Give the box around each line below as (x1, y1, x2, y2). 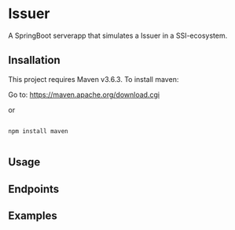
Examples (8, 209, 57, 222)
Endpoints (8, 182, 60, 195)
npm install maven (8, 127, 68, 135)
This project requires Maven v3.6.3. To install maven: (8, 74, 179, 83)
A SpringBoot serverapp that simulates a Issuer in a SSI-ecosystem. (8, 31, 228, 40)
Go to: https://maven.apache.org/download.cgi (8, 90, 160, 99)
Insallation (8, 54, 61, 67)
